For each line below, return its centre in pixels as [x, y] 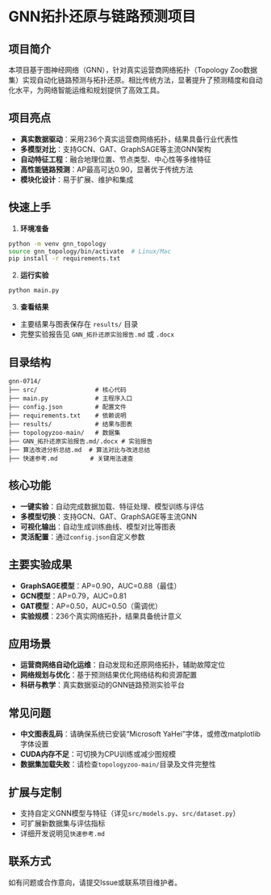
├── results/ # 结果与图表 [71, 424]
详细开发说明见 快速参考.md [62, 833]
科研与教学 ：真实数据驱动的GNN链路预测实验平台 [102, 685]
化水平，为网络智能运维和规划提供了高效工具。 [86, 90]
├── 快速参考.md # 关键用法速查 [71, 458]
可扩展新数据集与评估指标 [63, 823]
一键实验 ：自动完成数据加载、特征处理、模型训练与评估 [112, 506]
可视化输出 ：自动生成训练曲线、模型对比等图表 [98, 526]
